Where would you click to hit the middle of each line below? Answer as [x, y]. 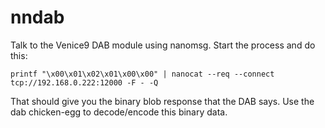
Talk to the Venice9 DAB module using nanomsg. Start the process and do [163, 45]
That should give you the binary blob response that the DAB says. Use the [162, 101]
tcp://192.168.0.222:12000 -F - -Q [84, 82]
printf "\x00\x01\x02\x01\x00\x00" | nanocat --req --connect [142, 74]
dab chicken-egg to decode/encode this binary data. [119, 112]
